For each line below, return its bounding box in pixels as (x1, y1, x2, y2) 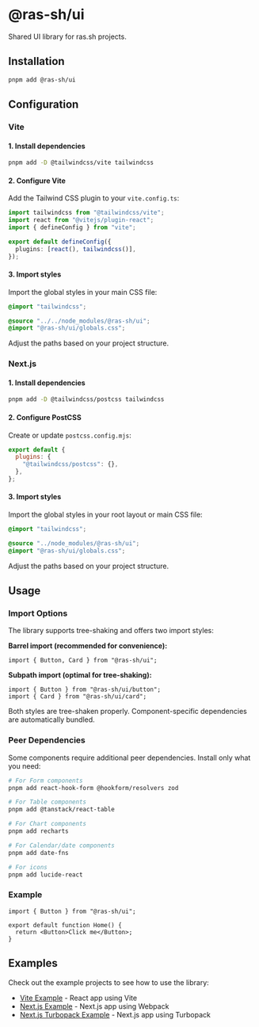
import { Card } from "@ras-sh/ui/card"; (8, 693, 147, 701)
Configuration (8, 97, 79, 112)
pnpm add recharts (8, 827, 69, 835)
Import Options (8, 608, 68, 619)
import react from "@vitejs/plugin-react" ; (8, 216, 154, 224)
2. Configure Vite (8, 176, 66, 185)
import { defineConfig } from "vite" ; (8, 223, 136, 231)
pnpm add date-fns (8, 849, 69, 857)
